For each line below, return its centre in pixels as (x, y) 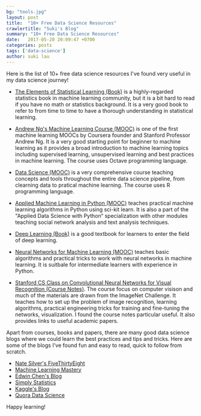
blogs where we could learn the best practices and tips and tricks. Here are (99, 339)
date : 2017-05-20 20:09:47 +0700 (51, 40)
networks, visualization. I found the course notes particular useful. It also (105, 314)
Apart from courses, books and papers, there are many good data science (98, 332)
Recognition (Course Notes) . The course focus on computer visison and (104, 289)
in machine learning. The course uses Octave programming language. (101, 160)
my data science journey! (37, 80)
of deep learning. (36, 240)
